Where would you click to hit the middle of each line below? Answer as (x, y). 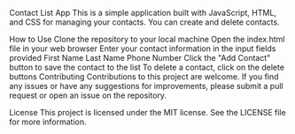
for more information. (48, 122)
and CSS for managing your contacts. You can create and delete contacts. (145, 22)
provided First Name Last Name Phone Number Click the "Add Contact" (140, 58)
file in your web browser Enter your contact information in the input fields (143, 48)
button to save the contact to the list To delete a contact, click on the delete (147, 67)
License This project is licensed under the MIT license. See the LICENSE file (147, 112)
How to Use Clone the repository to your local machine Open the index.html (147, 39)
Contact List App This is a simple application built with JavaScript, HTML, (143, 13)
